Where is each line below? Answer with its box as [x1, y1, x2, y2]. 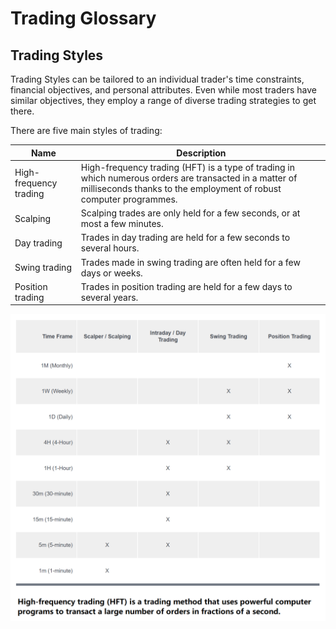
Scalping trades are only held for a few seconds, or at [80, 207, 301, 219]
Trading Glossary [10, 7, 157, 30]
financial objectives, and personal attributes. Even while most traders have [10, 84, 317, 96]
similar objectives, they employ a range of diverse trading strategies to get [10, 95, 317, 106]
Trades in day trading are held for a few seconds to [80, 232, 291, 244]
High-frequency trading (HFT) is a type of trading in [80, 161, 295, 173]
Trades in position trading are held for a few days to [80, 280, 293, 292]
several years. [80, 291, 139, 303]
